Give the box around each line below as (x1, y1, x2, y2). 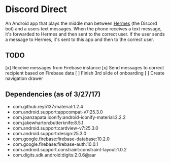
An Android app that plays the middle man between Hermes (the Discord (5, 20, 157, 26)
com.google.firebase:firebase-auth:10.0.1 (12, 141, 98, 147)
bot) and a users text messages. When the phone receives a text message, (5, 25, 162, 31)
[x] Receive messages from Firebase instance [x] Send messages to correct (5, 64, 164, 70)
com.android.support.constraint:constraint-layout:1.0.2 (12, 146, 127, 152)
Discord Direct (5, 4, 67, 15)
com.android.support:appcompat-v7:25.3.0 (12, 109, 103, 115)
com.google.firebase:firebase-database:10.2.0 (12, 136, 110, 142)
